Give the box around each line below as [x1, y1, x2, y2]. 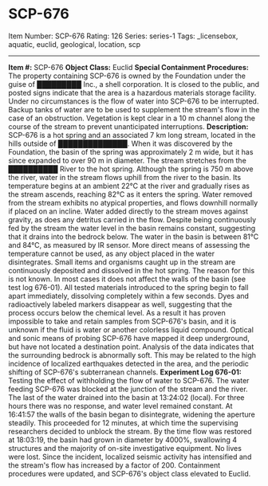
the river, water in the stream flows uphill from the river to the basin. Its [8, 172, 242, 182]
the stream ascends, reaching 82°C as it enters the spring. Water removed [8, 189, 253, 199]
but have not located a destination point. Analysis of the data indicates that [8, 342, 254, 351]
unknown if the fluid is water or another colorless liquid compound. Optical [8, 324, 254, 335]
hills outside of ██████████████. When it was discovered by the [8, 139, 233, 148]
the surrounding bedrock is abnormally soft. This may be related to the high [8, 350, 257, 359]
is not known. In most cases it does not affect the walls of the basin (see [8, 274, 246, 284]
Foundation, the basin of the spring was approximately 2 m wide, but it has [8, 147, 254, 156]
